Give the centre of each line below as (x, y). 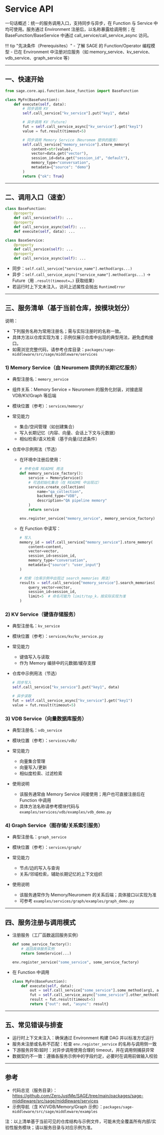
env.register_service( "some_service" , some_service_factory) (76, 962)
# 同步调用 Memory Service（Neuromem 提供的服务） (71, 140)
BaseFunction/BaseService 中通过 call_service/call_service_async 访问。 (78, 35)
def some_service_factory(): (42, 944)
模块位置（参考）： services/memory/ (48, 406)
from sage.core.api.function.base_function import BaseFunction (72, 91)
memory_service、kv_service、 (121, 52)
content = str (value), (52, 149)
